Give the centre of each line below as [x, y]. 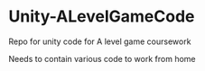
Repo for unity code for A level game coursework [100, 41]
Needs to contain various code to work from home [102, 58]
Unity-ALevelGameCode [102, 17]
